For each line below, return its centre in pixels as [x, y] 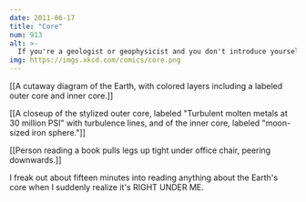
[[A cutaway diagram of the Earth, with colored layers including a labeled [146, 86]
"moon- [276, 123]
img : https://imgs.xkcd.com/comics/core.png [95, 60]
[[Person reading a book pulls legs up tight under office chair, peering [140, 150]
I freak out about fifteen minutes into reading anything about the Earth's [144, 177]
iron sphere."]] [59, 132]
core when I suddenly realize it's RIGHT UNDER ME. [107, 187]
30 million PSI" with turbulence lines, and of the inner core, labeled [135, 123]
